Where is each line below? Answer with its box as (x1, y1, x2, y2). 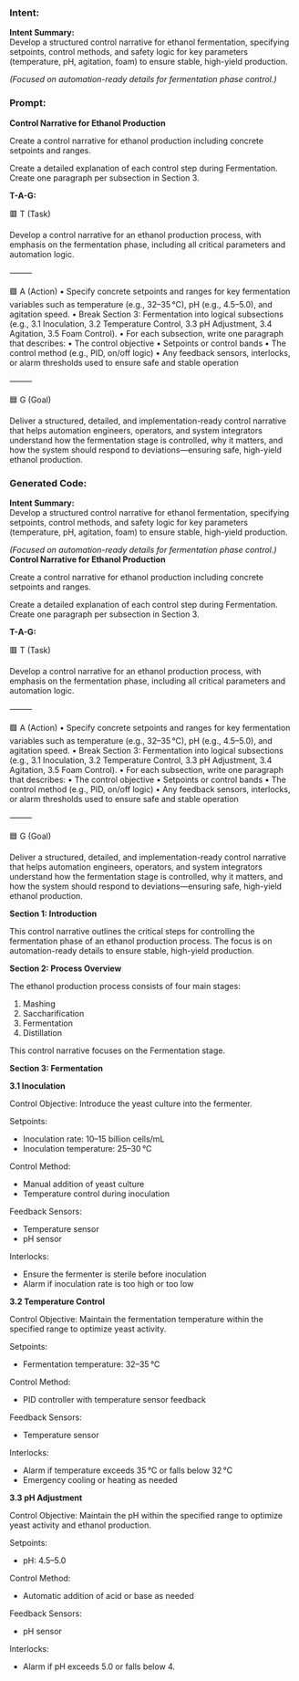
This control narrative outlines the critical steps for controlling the (9, 925, 255, 936)
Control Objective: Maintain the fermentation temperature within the (9, 1313, 264, 1324)
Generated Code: (9, 476, 88, 489)
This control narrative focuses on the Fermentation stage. (9, 1045, 226, 1056)
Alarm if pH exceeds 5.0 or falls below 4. (22, 1661, 176, 1672)
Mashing (22, 997, 57, 1009)
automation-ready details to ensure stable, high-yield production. (9, 945, 255, 955)
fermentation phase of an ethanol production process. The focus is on (9, 935, 273, 946)
